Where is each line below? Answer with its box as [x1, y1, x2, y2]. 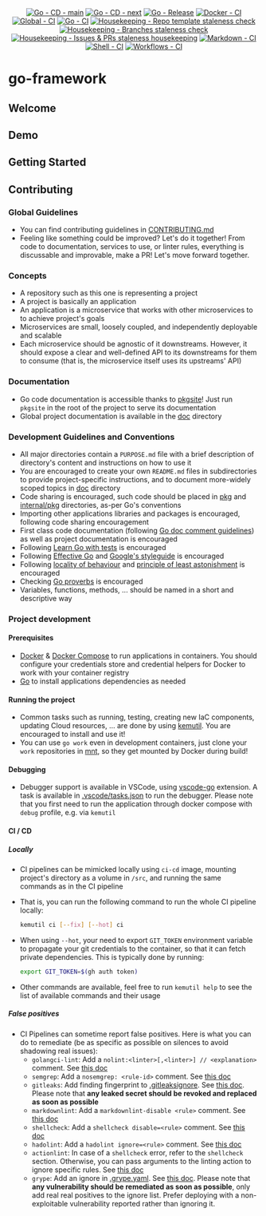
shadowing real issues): [19, 1046, 98, 1056]
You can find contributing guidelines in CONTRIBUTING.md [19, 225, 214, 235]
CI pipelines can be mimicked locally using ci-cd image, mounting [19, 865, 237, 874]
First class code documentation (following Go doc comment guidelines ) [19, 525, 255, 535]
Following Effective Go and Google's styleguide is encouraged [19, 551, 225, 560]
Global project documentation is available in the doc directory [19, 411, 222, 421]
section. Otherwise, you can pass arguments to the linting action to [31, 1156, 252, 1166]
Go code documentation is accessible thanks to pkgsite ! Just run [19, 394, 233, 404]
